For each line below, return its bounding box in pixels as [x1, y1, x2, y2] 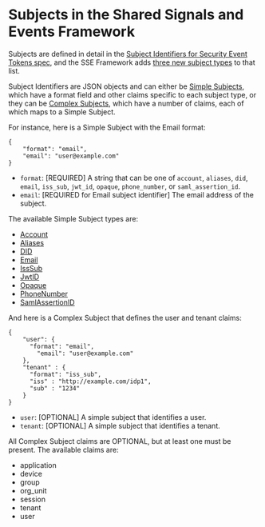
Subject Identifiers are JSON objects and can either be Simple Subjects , [8, 82, 245, 91]
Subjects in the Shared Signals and [8, 6, 244, 24]
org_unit [19, 485, 47, 495]
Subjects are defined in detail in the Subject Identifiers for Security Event [8, 49, 247, 58]
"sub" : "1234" [29, 384, 81, 393]
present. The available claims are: [8, 445, 119, 454]
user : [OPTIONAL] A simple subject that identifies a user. [19, 412, 207, 421]
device [19, 469, 42, 478]
